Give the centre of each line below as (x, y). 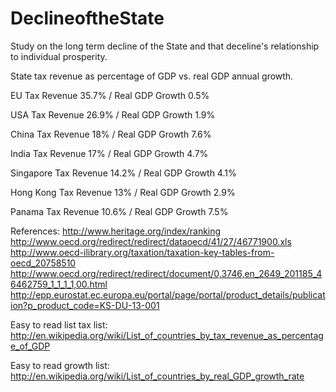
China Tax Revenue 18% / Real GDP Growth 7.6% (111, 134)
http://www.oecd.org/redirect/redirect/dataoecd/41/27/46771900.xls (151, 241)
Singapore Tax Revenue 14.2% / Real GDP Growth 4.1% (123, 173)
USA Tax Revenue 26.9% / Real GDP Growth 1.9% (113, 114)
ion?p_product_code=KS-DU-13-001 (85, 305)
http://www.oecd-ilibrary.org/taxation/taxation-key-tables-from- (142, 252)
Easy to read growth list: (60, 365)
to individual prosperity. (59, 56)
